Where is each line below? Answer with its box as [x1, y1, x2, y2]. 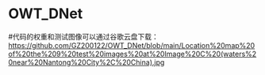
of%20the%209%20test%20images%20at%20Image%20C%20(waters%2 [8, 49, 257, 58]
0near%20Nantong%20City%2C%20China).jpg [8, 57, 165, 67]
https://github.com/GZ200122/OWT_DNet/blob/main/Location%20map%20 [8, 40, 255, 50]
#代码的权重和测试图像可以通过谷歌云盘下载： [8, 32, 159, 41]
